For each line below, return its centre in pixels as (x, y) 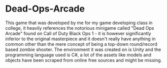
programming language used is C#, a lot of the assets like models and (78, 55)
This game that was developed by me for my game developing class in (79, 23)
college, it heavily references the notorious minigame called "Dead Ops (80, 28)
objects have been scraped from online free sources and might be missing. (84, 60)
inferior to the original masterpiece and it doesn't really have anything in (80, 39)
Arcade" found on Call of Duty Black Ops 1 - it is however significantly (78, 33)
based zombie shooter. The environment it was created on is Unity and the (83, 49)
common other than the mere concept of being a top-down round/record (81, 44)
